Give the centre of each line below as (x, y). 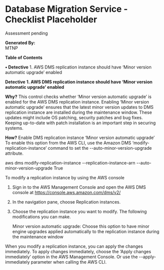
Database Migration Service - (66, 9)
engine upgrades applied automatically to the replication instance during (86, 231)
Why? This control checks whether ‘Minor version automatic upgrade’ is (78, 97)
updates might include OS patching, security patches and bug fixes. (74, 117)
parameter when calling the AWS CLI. (69, 262)
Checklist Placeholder (51, 19)
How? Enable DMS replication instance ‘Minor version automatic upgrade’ (80, 137)
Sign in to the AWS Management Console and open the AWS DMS (79, 187)
